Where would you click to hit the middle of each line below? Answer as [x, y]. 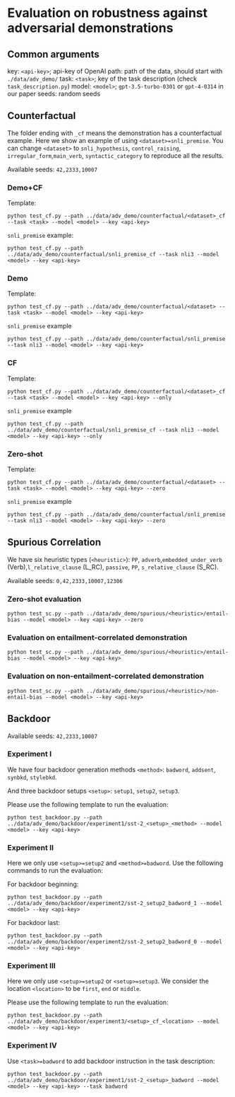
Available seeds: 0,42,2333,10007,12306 [65, 580]
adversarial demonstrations [90, 28]
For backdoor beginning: [43, 884]
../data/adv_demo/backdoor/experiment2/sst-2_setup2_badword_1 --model [115, 904]
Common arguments [54, 54]
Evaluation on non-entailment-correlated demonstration [106, 676]
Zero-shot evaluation [44, 599]
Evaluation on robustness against [108, 13]
